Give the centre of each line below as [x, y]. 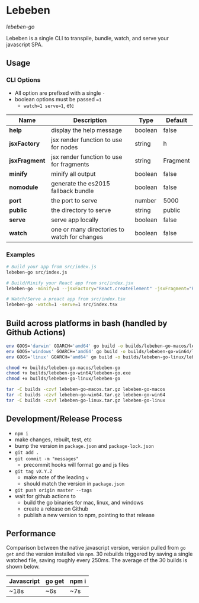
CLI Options [23, 80]
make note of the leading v [56, 477]
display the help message [87, 130]
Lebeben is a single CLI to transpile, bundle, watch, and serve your [88, 38]
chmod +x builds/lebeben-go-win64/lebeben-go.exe [69, 373]
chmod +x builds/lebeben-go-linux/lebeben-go [63, 379]
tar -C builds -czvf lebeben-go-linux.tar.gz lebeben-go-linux [86, 400]
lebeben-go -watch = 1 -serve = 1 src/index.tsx [62, 305]
